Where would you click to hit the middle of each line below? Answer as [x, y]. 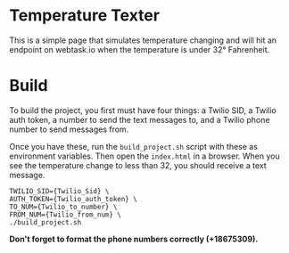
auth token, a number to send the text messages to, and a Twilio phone [140, 119]
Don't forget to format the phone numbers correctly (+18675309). [134, 239]
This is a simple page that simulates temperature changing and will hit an [143, 40]
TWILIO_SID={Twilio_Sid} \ [59, 191]
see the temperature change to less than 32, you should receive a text [138, 165]
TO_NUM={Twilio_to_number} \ [63, 207]
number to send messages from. [69, 129]
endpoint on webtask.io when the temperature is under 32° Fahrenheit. [140, 49]
